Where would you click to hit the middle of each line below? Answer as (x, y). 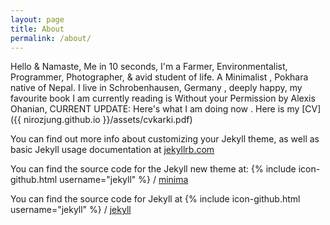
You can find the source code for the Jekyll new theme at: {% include (153, 169)
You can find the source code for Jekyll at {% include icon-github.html (155, 199)
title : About (37, 29)
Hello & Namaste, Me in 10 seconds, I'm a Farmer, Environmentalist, (149, 67)
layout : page (37, 19)
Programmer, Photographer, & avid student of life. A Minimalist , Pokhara (159, 77)
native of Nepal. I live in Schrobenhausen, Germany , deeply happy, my (156, 88)
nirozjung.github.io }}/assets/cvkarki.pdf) (108, 120)
